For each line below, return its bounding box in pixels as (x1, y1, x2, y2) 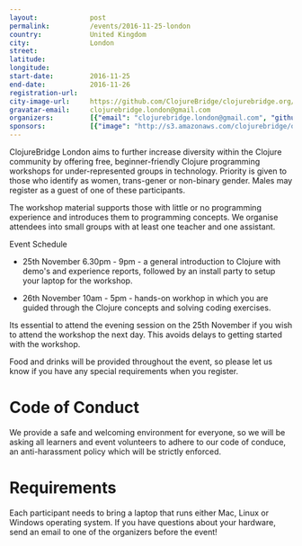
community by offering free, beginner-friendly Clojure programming (9, 157, 261, 166)
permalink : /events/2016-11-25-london (9, 22, 191, 31)
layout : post (9, 13, 106, 22)
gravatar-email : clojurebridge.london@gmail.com (9, 105, 211, 114)
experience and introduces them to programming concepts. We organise (9, 212, 279, 222)
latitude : (9, 55, 47, 64)
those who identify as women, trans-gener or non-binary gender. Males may (9, 175, 293, 185)
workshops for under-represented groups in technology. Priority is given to (9, 166, 288, 176)
